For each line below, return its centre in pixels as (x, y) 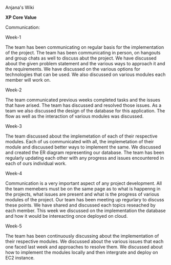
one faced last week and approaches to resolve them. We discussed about (84, 247)
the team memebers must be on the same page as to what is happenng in (83, 189)
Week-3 (14, 126)
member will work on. (28, 80)
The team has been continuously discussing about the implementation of (82, 236)
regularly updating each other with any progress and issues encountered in (84, 158)
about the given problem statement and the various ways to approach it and (85, 63)
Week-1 (13, 37)
